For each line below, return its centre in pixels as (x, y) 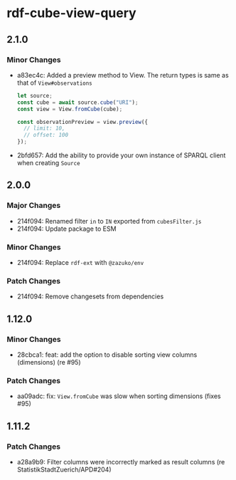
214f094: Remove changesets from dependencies (90, 296)
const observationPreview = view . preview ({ (82, 122)
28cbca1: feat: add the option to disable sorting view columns (107, 355)
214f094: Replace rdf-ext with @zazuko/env (80, 262)
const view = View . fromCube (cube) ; (70, 109)
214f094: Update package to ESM (66, 229)
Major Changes (34, 206)
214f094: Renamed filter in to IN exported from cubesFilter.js (109, 221)
